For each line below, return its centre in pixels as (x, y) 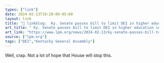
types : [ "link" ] (21, 10)
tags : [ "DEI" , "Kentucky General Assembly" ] (50, 42)
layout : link (18, 19)
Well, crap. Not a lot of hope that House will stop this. (59, 55)
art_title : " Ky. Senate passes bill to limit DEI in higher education (79, 28)
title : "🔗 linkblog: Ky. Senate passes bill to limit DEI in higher (77, 23)
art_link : (15, 32)
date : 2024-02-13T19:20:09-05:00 (39, 14)
